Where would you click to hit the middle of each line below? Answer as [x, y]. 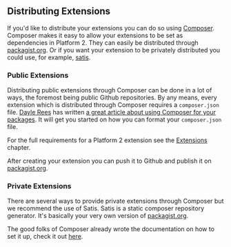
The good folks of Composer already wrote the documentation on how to [111, 229]
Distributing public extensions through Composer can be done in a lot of [110, 90]
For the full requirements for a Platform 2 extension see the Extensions [108, 140]
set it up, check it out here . [45, 237]
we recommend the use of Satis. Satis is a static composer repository [106, 208]
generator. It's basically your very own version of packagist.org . [98, 216]
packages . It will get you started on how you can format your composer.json [114, 119]
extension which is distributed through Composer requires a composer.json [113, 105]
